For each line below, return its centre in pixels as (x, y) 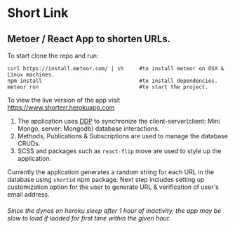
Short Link (38, 13)
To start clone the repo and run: (53, 55)
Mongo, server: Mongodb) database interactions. (88, 129)
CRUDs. (29, 143)
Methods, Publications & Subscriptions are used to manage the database (122, 136)
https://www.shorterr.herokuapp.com (61, 107)
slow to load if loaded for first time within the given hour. (89, 218)
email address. (29, 194)
